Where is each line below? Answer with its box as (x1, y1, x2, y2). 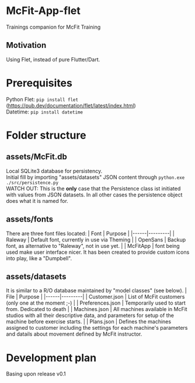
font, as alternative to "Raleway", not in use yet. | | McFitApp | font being (6, 242, 180, 249)
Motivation (6, 40, 47, 50)
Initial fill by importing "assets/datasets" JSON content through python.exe (6, 174, 185, 181)
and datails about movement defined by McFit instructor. (6, 330, 142, 337)
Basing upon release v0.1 (6, 370, 66, 378)
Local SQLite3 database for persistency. (6, 167, 103, 174)
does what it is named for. (6, 197, 68, 204)
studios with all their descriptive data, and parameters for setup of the (6, 312, 174, 319)
